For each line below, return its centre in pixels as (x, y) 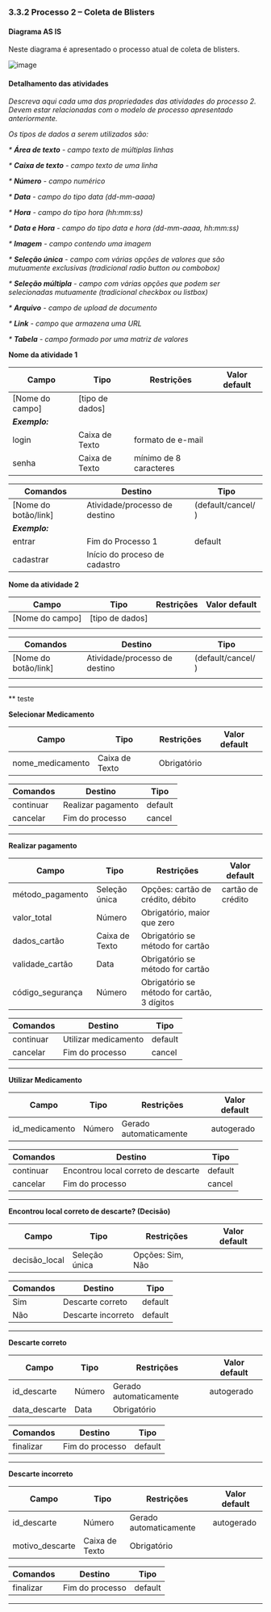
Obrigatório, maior (175, 913)
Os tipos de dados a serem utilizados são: (79, 134)
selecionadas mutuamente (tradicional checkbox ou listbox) (108, 293)
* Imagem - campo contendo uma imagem (80, 244)
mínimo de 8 (158, 458)
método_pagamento (50, 894)
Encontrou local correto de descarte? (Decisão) (90, 1211)
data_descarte (40, 1410)
